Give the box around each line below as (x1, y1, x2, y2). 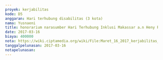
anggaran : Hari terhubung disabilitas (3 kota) (5, 16, 103, 21)
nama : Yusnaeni (5, 20, 36, 26)
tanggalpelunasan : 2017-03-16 (5, 43, 66, 48)
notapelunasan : (5, 47, 36, 52)
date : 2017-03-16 (5, 30, 40, 34)
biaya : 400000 (5, 34, 34, 39)
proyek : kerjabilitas (5, 7, 49, 12)
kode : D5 (5, 12, 23, 16)
